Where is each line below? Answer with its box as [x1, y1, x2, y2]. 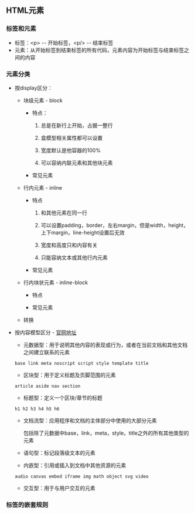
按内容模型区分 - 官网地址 [14, 328, 77, 336]
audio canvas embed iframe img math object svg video [14, 473, 149, 479]
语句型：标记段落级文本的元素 [23, 449, 95, 456]
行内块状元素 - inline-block [23, 278, 88, 286]
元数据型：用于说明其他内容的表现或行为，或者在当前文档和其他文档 [23, 341, 188, 348]
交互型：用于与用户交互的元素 [23, 484, 95, 492]
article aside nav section [14, 383, 81, 389]
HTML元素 [6, 5, 45, 16]
